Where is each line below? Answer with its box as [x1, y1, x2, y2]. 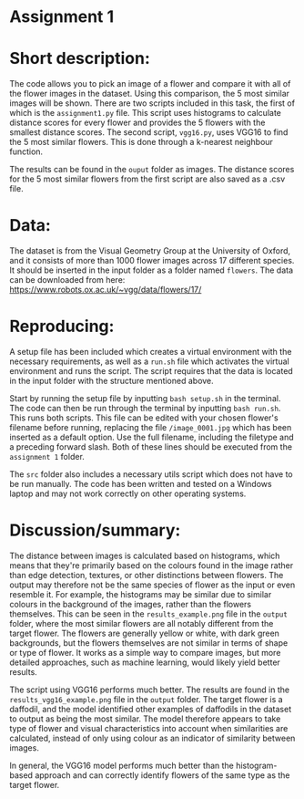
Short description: [9, 48, 150, 69]
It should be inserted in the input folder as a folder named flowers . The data [9, 265, 294, 275]
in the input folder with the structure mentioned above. [9, 376, 214, 386]
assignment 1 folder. [9, 451, 85, 462]
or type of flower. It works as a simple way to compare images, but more [9, 647, 281, 658]
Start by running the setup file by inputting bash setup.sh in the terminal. [9, 393, 281, 403]
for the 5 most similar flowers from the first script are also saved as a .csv [9, 173, 286, 184]
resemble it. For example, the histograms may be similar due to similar [9, 588, 272, 599]
